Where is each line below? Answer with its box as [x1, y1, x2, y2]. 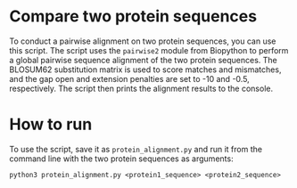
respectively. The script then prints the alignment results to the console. [9, 83, 274, 94]
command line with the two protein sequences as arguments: [9, 153, 234, 164]
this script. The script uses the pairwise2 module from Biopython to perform [9, 45, 289, 55]
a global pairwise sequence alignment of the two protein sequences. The [9, 54, 278, 65]
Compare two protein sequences [9, 6, 257, 27]
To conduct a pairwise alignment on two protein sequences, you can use [9, 36, 276, 46]
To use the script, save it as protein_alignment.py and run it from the [9, 143, 263, 154]
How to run [9, 114, 93, 135]
